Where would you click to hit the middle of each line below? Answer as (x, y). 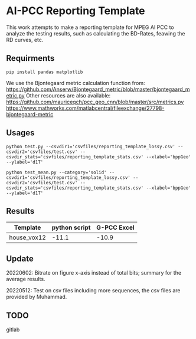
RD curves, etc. (25, 40)
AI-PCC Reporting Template (76, 11)
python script (71, 227)
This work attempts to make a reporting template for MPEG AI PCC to (90, 27)
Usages (20, 133)
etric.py (15, 95)
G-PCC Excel (115, 227)
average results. (26, 279)
